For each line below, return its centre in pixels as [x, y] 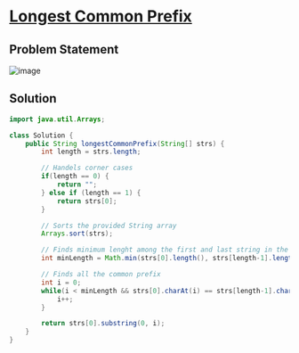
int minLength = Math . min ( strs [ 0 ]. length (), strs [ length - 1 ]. [157, 259]
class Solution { [41, 135]
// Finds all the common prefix [101, 275]
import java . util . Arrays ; [57, 119]
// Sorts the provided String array [109, 226]
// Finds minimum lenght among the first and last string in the [165, 250]
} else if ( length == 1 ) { [91, 193]
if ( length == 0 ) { [75, 176]
